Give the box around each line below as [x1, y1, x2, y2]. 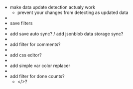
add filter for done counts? [9, 73, 65, 79]
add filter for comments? [9, 41, 61, 47]
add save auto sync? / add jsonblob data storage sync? [9, 31, 124, 36]
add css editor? [9, 52, 42, 58]
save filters [9, 20, 33, 26]
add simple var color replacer [9, 62, 71, 68]
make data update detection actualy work [9, 4, 96, 10]
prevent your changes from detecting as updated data [17, 9, 129, 15]
